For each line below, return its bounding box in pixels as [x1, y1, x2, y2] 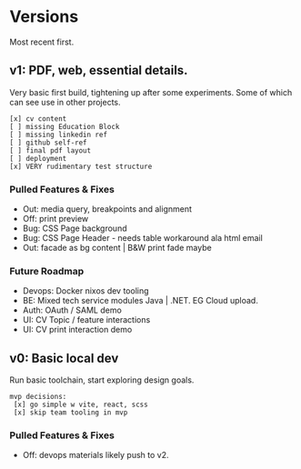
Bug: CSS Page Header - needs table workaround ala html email [22, 233, 264, 244]
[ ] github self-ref [9, 138, 88, 147]
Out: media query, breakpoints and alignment [22, 204, 193, 215]
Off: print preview [22, 214, 89, 225]
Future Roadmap [9, 264, 85, 277]
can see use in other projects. [9, 96, 121, 107]
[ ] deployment [9, 154, 67, 163]
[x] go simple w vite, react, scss [13, 400, 148, 410]
